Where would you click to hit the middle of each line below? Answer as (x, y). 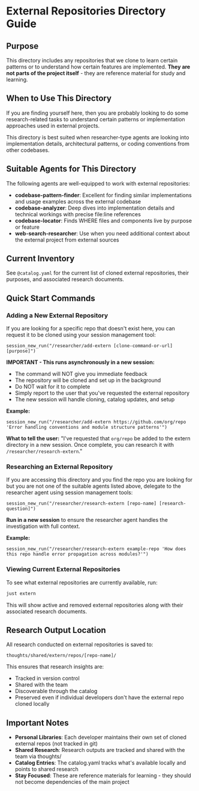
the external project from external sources (67, 240)
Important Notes (37, 723)
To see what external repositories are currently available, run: (82, 582)
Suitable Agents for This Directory (71, 169)
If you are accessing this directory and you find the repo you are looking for (99, 480)
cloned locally (32, 704)
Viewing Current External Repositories (64, 569)
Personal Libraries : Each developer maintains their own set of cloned (101, 738)
